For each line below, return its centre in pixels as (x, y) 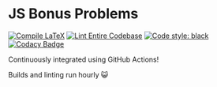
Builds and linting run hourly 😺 (58, 74)
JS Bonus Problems (73, 14)
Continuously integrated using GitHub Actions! (84, 59)
